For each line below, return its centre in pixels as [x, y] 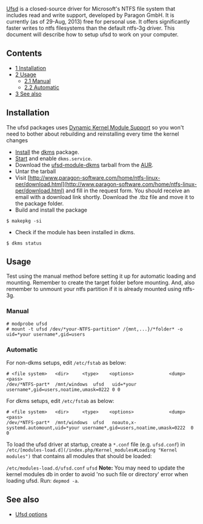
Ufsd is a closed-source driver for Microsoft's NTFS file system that [91, 9]
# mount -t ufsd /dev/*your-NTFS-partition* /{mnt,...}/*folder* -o [95, 329]
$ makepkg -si [24, 221]
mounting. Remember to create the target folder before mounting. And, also [101, 283]
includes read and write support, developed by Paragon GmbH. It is [90, 15]
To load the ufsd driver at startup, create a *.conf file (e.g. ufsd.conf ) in [96, 445]
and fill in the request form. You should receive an [128, 191]
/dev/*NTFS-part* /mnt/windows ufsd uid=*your [72, 385]
